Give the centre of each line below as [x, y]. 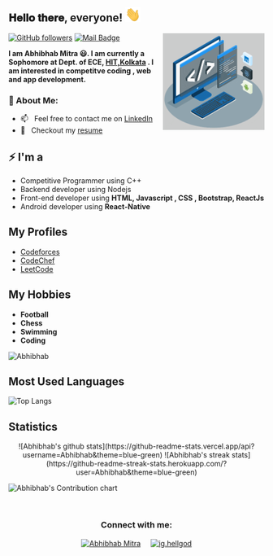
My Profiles [38, 232]
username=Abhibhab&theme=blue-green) [93, 455]
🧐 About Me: [33, 100]
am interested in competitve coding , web [80, 70]
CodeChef [37, 260]
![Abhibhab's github [51, 446]
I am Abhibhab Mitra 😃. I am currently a [76, 53]
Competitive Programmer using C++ [81, 181]
